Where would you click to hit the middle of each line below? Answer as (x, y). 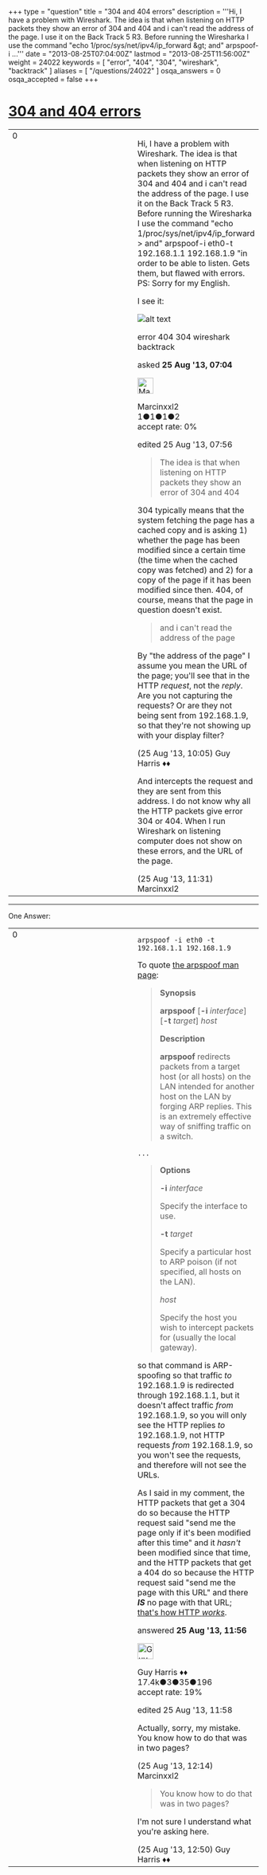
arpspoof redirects (195, 1057)
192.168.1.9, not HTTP (181, 1435)
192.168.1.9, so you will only (192, 1415)
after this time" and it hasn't (189, 1543)
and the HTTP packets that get (195, 1563)
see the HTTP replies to (182, 1425)
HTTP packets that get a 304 (192, 1503)
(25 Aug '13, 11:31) (176, 878)
